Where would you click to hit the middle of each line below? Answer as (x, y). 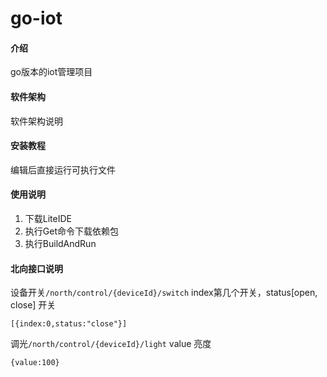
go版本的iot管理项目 (51, 72)
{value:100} (35, 363)
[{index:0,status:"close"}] (69, 324)
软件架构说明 (36, 121)
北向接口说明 (36, 268)
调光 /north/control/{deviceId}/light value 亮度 (111, 344)
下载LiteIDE (48, 218)
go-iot (36, 18)
